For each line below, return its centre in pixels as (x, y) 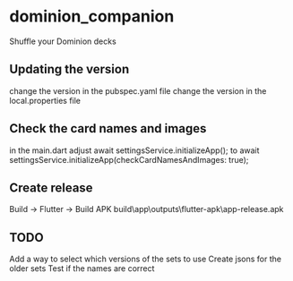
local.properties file (45, 100)
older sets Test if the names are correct (82, 268)
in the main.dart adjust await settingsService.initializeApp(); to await (134, 150)
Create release (51, 187)
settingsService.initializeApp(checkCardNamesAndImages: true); (129, 159)
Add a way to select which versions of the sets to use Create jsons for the (146, 259)
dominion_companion (92, 17)
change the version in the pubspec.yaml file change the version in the (138, 90)
